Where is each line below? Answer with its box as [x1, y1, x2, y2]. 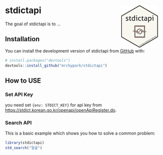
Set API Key [5, 91, 33, 98]
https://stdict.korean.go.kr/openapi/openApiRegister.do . [5, 107, 117, 113]
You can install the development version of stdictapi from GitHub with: [5, 48, 145, 53]
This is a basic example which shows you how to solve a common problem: [5, 130, 155, 136]
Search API [5, 120, 32, 126]
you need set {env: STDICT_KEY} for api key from [5, 102, 102, 108]
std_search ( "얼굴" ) [5, 146, 43, 151]
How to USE [5, 76, 41, 85]
